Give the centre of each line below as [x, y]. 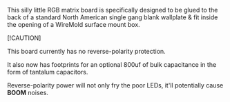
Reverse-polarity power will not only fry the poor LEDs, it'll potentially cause [115, 85]
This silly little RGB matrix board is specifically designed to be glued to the [113, 10]
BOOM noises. [28, 93]
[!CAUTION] [24, 38]
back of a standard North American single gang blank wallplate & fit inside [113, 17]
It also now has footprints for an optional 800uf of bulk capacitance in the [112, 64]
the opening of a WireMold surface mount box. [74, 24]
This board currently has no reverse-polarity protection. [86, 51]
